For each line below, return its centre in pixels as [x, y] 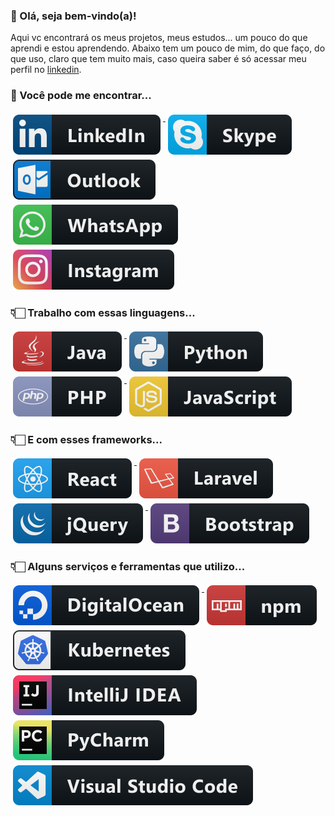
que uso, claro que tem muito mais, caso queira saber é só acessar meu [158, 59]
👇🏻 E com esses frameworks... [86, 439]
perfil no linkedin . [46, 70]
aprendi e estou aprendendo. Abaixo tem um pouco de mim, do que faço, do [168, 48]
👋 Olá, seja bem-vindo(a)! [73, 16]
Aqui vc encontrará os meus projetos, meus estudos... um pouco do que [159, 38]
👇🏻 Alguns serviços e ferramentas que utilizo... [128, 567]
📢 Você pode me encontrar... [81, 96]
